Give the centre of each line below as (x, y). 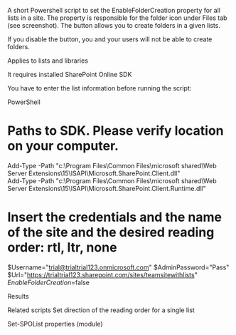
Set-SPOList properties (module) (55, 324)
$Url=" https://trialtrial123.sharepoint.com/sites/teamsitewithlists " (102, 274)
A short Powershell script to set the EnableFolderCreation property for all (114, 10)
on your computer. (63, 146)
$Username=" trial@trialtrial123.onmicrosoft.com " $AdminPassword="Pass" (118, 267)
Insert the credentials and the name (115, 217)
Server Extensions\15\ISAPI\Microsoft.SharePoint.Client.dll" (94, 173)
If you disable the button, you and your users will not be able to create (110, 39)
